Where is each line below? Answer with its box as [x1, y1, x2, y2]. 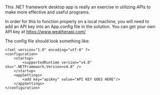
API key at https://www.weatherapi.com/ [5, 29, 86, 34]
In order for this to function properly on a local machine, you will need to [5, 19, 149, 24]
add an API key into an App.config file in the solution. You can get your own [5, 24, 156, 29]
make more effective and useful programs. [5, 9, 90, 15]
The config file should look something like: [5, 38, 90, 44]
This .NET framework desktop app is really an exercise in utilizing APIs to [5, 4, 151, 10]
